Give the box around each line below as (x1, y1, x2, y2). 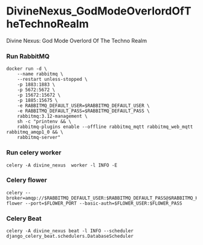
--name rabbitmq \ (17, 71, 63, 77)
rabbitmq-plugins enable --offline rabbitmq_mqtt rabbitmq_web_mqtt (17, 124, 193, 130)
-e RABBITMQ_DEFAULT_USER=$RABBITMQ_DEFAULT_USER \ (17, 103, 150, 109)
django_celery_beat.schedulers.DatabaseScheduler (6, 234, 134, 240)
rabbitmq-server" (17, 135, 61, 141)
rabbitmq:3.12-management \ (17, 113, 88, 119)
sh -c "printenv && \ (17, 119, 71, 125)
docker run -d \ (6, 66, 47, 72)
